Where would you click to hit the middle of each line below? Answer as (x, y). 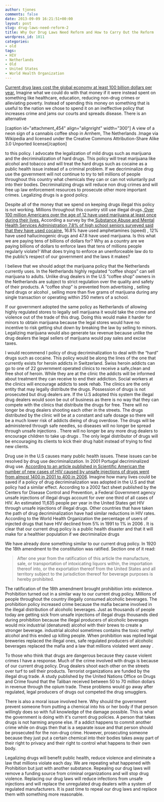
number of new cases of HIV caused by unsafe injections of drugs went (77, 472)
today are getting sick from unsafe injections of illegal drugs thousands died (82, 614)
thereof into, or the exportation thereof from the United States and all (86, 569)
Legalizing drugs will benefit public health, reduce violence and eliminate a (80, 757)
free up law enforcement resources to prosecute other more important (76, 190)
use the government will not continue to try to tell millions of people (73, 174)
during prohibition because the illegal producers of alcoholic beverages (77, 620)
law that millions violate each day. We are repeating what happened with (78, 763)
